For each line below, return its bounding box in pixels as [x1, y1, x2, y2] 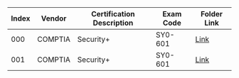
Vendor [41, 13, 67, 23]
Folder [200, 9, 223, 18]
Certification [91, 9, 135, 18]
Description [92, 18, 134, 28]
